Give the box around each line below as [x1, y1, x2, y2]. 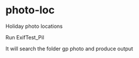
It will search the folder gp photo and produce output [5, 45, 133, 52]
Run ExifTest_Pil [5, 34, 45, 41]
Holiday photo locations [5, 23, 63, 30]
